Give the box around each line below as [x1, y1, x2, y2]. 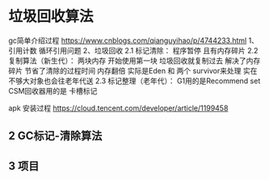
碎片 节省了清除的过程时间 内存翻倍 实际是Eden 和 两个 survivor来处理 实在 [8, 65, 258, 75]
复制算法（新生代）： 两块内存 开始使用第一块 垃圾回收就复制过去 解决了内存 [8, 56, 261, 65]
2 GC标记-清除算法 [8, 129, 103, 143]
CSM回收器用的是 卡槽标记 [8, 86, 98, 95]
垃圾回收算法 [8, 7, 95, 26]
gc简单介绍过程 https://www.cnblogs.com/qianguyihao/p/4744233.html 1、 [8, 36, 259, 45]
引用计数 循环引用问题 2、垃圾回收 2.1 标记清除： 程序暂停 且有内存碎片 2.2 [8, 45, 258, 55]
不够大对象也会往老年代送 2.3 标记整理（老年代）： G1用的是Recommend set [8, 76, 261, 86]
